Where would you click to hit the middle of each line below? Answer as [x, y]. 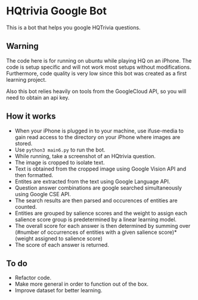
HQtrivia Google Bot [57, 11]
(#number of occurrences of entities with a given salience [86, 232]
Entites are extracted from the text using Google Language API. [92, 181]
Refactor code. [33, 278]
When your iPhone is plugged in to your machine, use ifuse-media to [99, 131]
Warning [22, 46]
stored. [24, 143]
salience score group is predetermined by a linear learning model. [96, 219]
